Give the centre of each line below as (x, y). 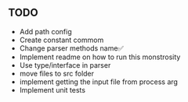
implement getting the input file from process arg (99, 82)
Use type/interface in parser (65, 65)
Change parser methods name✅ (71, 48)
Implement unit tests (52, 90)
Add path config (45, 31)
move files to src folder (57, 73)
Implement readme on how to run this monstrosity (100, 57)
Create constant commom (61, 40)
